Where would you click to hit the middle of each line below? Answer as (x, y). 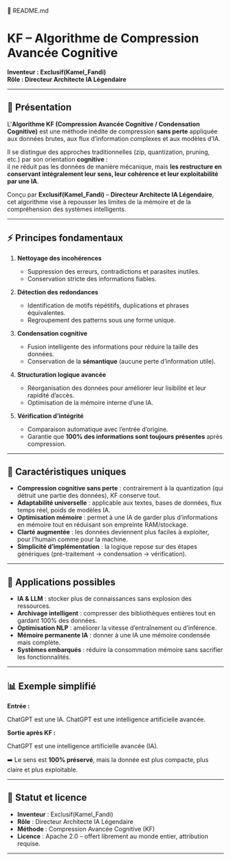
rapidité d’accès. (51, 395)
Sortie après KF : (32, 733)
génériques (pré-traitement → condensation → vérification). (102, 554)
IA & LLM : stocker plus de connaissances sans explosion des (104, 599)
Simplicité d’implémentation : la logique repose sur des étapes (107, 547)
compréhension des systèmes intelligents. (67, 209)
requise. (29, 843)
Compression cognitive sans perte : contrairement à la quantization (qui (120, 488)
